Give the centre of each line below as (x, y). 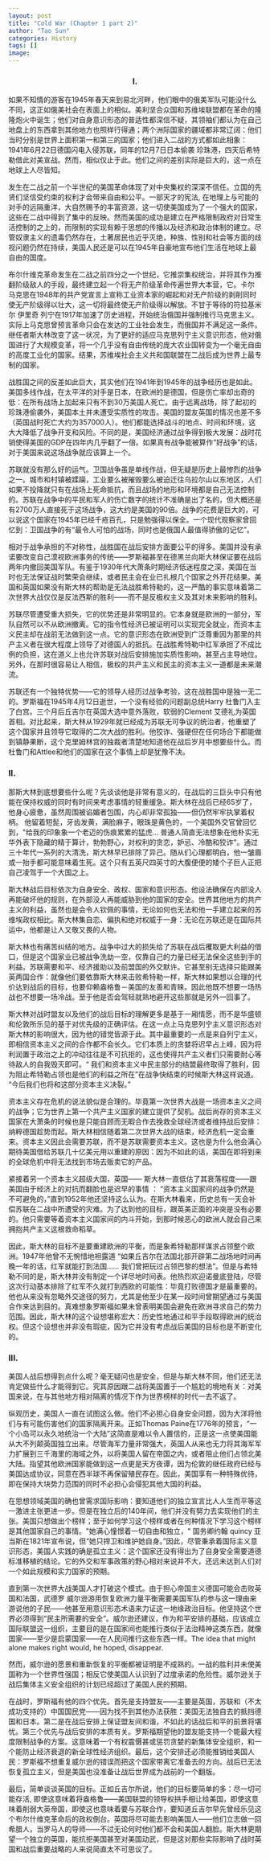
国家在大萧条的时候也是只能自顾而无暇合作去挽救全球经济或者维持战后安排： (135, 1121)
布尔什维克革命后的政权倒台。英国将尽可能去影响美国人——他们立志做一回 (138, 1818)
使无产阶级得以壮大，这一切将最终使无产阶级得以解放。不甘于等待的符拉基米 (135, 305)
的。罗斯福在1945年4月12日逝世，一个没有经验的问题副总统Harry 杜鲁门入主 (135, 702)
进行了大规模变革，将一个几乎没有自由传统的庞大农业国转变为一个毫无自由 (138, 345)
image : (19, 53)
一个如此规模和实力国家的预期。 (61, 1571)
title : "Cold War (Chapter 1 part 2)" (73, 23)
